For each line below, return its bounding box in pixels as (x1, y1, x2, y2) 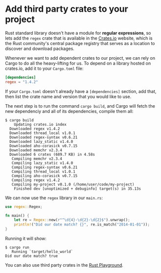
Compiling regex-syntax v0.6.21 (11, 165, 78, 170)
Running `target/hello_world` (11, 250, 73, 254)
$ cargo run (5, 245, 29, 250)
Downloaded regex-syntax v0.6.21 (9, 135, 78, 140)
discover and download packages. (5, 45, 75, 51)
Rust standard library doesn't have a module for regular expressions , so (5, 30, 151, 36)
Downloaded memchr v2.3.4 (9, 148, 63, 153)
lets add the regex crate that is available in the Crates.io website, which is (5, 35, 153, 41)
